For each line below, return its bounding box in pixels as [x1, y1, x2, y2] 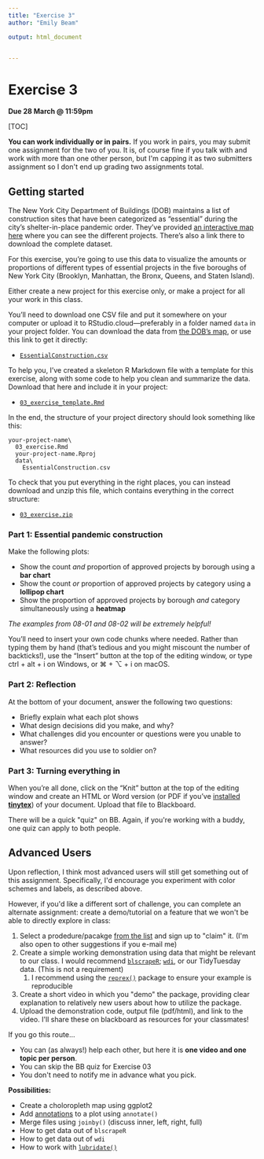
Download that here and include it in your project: [8, 382, 168, 392]
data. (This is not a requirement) [19, 964, 124, 973]
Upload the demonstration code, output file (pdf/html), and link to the [19, 1006, 244, 1015]
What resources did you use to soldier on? [19, 745, 157, 755]
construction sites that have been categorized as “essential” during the [8, 214, 238, 224]
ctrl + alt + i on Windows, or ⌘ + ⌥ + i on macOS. [8, 660, 170, 669]
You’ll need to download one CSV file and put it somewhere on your [8, 310, 227, 319]
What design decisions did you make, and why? [19, 720, 174, 730]
